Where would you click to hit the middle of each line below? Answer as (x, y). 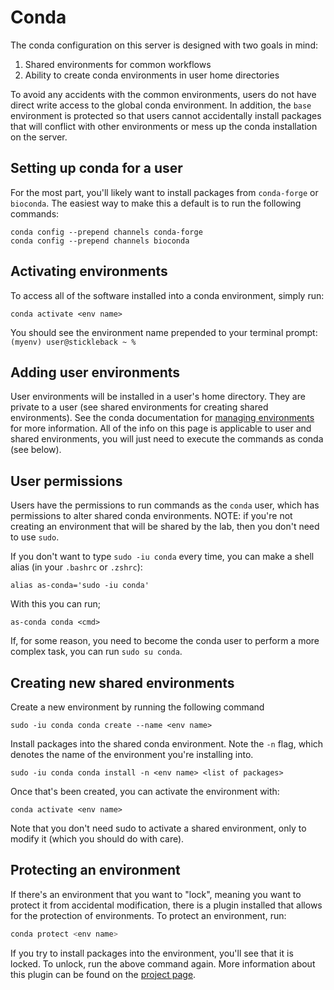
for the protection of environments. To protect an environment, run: (148, 915)
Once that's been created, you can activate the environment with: (145, 791)
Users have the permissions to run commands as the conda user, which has (165, 505)
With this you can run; (56, 604)
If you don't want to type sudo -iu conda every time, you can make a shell (162, 557)
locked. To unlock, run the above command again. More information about (163, 963)
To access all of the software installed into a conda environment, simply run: (167, 295)
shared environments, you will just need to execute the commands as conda (167, 439)
